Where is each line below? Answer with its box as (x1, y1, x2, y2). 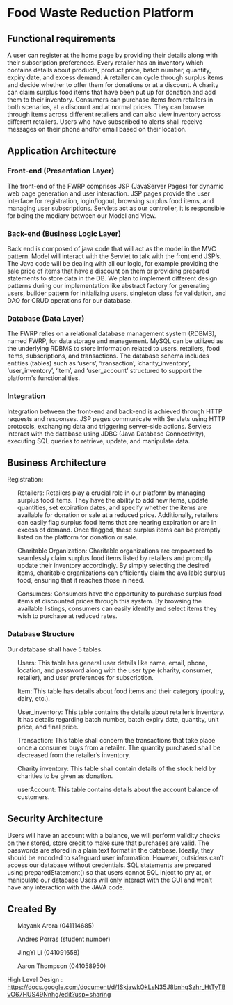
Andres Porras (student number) (17, 935, 111, 944)
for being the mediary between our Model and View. (7, 211, 156, 220)
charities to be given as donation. (17, 771, 113, 780)
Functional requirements (7, 33, 116, 45)
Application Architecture (7, 145, 117, 157)
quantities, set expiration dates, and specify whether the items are (17, 503, 207, 512)
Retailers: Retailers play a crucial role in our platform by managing (17, 489, 206, 497)
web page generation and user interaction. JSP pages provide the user (7, 189, 210, 198)
